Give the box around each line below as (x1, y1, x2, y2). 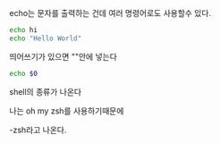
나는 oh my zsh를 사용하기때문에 (9, 105, 124, 116)
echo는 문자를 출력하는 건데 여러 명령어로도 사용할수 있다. (9, 8, 212, 18)
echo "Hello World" (9, 34, 82, 43)
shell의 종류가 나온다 (9, 86, 82, 97)
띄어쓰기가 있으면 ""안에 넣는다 (9, 51, 118, 62)
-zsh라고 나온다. (9, 124, 67, 135)
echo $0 (9, 69, 38, 78)
